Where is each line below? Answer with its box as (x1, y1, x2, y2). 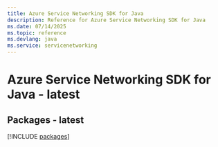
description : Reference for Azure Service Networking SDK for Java (7, 17, 206, 23)
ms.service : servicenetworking (7, 42, 98, 49)
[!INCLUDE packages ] (7, 133, 70, 140)
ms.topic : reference (7, 29, 67, 37)
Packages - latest (7, 114, 84, 126)
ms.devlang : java (7, 36, 57, 43)
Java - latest (7, 87, 80, 102)
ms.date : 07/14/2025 (7, 23, 67, 30)
